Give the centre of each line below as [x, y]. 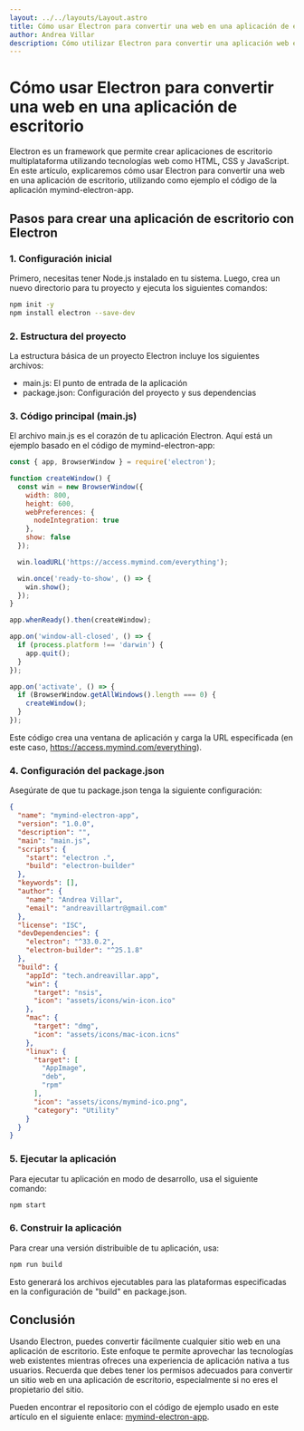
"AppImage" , [65, 1068]
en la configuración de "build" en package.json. [98, 1291]
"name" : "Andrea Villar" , [75, 899]
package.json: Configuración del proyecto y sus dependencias [139, 392]
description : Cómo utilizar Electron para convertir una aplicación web [149, 43]
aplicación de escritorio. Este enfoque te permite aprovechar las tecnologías [152, 1351]
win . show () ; [48, 587]
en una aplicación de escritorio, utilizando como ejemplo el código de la [143, 180]
